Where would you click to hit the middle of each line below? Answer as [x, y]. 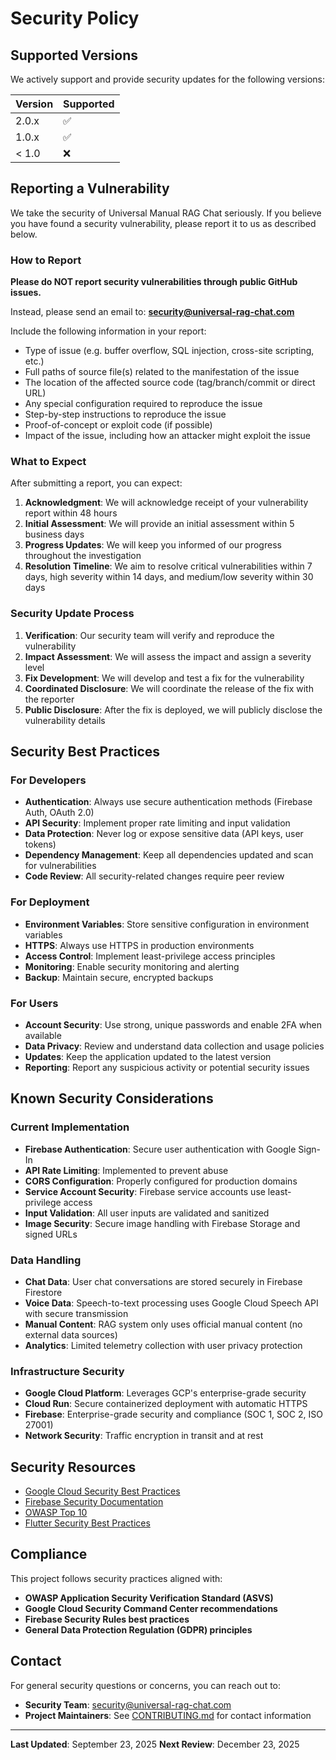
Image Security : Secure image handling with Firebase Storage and [162, 1223]
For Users [34, 1003]
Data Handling [46, 1260]
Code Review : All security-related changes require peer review [154, 876]
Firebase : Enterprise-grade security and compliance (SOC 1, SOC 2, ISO [173, 1414]
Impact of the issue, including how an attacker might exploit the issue [167, 436]
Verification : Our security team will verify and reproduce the [149, 635]
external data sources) [71, 1334]
